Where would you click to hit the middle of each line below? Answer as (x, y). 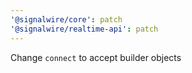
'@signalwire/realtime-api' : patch (84, 29)
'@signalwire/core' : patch (66, 19)
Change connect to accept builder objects (96, 57)
